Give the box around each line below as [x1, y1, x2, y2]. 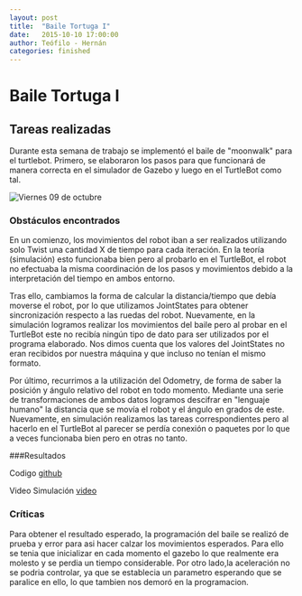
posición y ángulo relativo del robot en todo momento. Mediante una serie [9, 385, 284, 396]
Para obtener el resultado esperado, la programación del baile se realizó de [9, 528, 289, 539]
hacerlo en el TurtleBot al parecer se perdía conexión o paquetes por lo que [9, 424, 290, 434]
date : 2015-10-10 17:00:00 [9, 30, 119, 39]
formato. [9, 358, 41, 368]
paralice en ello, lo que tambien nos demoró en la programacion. [9, 576, 250, 587]
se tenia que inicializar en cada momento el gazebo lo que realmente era [9, 547, 279, 558]
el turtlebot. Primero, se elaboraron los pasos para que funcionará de [9, 155, 266, 166]
